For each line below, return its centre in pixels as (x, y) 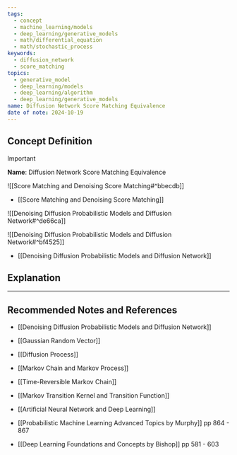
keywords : (22, 54)
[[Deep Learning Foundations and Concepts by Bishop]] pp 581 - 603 (118, 444)
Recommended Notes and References (92, 310)
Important (22, 158)
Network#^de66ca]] (37, 221)
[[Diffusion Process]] (48, 355)
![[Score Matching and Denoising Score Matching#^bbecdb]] (96, 185)
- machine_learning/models (53, 27)
